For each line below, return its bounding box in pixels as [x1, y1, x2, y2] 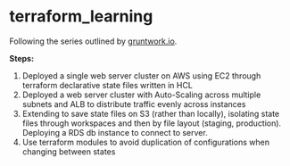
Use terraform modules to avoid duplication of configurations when [21, 137, 270, 147]
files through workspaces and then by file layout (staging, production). [21, 118, 282, 129]
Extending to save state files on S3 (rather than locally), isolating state [21, 108, 280, 119]
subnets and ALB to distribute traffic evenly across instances [21, 98, 246, 109]
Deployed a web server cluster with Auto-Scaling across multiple [21, 89, 261, 100]
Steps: [9, 53, 34, 63]
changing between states [21, 145, 116, 157]
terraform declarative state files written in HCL [21, 79, 194, 90]
